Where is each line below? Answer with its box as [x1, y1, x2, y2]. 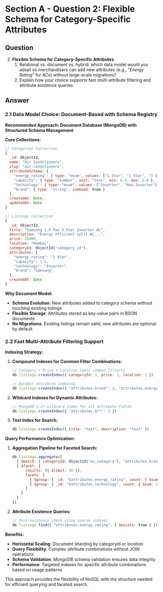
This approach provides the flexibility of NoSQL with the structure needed [5, 576, 153, 582]
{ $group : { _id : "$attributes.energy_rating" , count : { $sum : [30, 477, 160, 482]
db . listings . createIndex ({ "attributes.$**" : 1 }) [12, 408, 117, 414]
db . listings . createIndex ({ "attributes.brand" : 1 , [12, 386, 117, 391]
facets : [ [25, 473, 45, 477]
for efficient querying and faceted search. [5, 581, 89, 587]
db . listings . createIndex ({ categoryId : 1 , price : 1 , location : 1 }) [12, 373, 154, 378]
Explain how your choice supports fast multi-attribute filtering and [19, 77, 151, 83]
